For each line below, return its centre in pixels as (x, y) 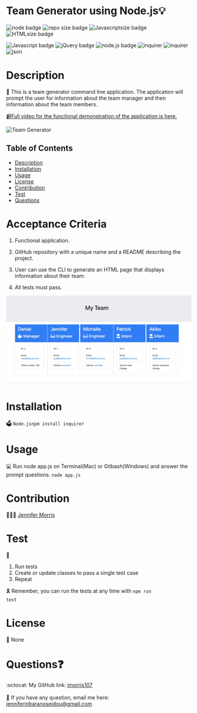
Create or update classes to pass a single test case (76, 573)
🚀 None (15, 639)
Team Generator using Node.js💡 (86, 11)
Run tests (26, 567)
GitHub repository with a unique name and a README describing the (98, 251)
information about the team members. (52, 104)
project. (24, 258)
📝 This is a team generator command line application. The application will (95, 91)
